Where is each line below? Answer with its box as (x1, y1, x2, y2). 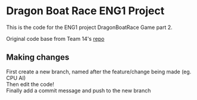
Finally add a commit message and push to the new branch (6, 87, 151, 94)
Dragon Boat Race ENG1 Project (6, 4, 165, 18)
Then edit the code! (6, 80, 55, 88)
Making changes (6, 52, 70, 63)
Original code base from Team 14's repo (6, 35, 105, 42)
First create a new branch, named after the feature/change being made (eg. (6, 68, 192, 75)
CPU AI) (6, 74, 26, 81)
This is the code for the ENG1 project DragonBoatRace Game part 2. (6, 24, 173, 31)
